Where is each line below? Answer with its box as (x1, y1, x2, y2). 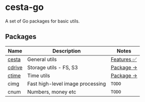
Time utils (27, 72, 50, 79)
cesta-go (5, 1, 44, 13)
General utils (27, 55, 57, 62)
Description (52, 47, 81, 54)
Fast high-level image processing (27, 80, 106, 87)
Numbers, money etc (27, 88, 76, 95)
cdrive (7, 64, 22, 71)
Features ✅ (111, 55, 137, 62)
